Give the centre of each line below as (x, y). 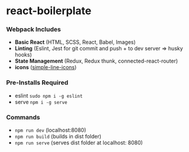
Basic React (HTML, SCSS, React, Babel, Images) (75, 42)
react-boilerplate (49, 11)
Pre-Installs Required (37, 83)
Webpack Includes (33, 30)
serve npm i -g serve (41, 102)
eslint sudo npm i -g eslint (49, 95)
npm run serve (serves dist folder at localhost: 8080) (79, 143)
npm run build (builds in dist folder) (58, 137)
